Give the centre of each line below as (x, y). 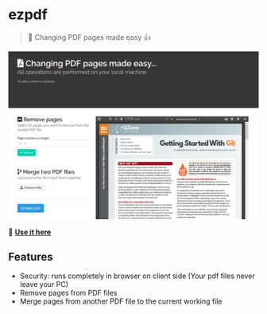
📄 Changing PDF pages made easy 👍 (89, 37)
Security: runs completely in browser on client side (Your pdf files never (137, 276)
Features (31, 257)
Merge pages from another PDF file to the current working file (121, 301)
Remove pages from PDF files (68, 293)
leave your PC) (44, 285)
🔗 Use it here (30, 232)
